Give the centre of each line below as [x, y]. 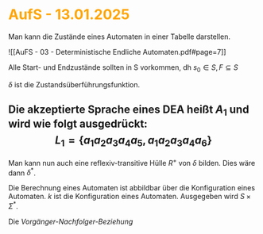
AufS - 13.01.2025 [69, 15]
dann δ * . [22, 172]
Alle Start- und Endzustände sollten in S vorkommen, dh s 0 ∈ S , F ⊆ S [123, 68]
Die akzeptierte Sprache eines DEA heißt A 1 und [129, 111]
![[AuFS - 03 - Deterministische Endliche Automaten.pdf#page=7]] [117, 52]
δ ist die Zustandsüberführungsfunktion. [74, 84]
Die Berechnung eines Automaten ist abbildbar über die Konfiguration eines [132, 188]
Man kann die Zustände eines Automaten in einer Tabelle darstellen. [119, 36]
